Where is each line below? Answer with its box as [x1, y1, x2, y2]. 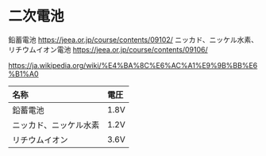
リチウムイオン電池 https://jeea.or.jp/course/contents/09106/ [8, 44, 208, 54]
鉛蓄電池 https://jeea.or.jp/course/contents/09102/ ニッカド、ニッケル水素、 [8, 35, 259, 44]
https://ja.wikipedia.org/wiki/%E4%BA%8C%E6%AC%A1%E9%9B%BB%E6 [8, 60, 258, 70]
